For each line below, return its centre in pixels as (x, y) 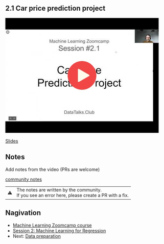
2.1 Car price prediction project (55, 8)
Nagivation (23, 213)
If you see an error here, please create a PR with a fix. (73, 196)
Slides (12, 141)
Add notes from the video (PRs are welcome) (53, 169)
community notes (24, 179)
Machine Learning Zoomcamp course (52, 225)
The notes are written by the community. (59, 190)
